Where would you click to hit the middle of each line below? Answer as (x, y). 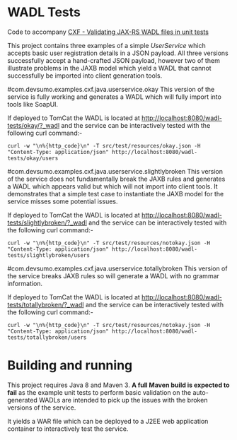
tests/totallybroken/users (47, 337)
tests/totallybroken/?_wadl (46, 304)
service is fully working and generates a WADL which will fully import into (114, 97)
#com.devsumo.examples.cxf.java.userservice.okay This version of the (111, 89)
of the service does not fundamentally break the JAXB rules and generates (116, 179)
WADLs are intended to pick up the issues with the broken (123, 400)
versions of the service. (42, 408)
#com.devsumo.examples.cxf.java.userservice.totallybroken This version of (117, 268)
